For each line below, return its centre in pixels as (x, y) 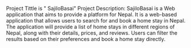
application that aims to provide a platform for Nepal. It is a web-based (92, 14)
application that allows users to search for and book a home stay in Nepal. (96, 21)
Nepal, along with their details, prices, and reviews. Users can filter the (92, 33)
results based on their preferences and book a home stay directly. (86, 39)
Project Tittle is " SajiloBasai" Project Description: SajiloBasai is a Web (91, 8)
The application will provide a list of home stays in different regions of (91, 27)
